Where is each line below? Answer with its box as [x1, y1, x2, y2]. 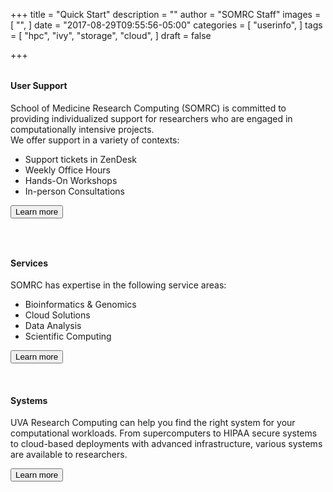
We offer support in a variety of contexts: [10, 134, 180, 146]
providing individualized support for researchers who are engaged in [10, 112, 293, 124]
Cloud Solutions [24, 309, 91, 321]
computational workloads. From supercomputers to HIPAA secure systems [10, 427, 318, 439]
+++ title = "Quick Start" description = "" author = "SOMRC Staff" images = [10, 9, 322, 20]
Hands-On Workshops [24, 174, 118, 186]
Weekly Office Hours [24, 164, 111, 176]
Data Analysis [24, 320, 82, 332]
